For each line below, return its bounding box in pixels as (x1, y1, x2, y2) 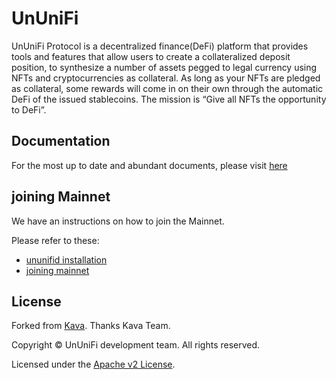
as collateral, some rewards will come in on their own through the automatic (11, 82, 324, 94)
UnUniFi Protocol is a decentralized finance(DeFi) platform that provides (11, 40, 309, 52)
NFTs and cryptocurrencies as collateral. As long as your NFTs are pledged (11, 72, 321, 84)
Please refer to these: (11, 234, 100, 246)
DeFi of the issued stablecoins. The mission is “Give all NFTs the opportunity (11, 93, 327, 105)
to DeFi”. (11, 103, 47, 116)
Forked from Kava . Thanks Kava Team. (11, 320, 171, 332)
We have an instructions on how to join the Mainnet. (11, 215, 225, 227)
